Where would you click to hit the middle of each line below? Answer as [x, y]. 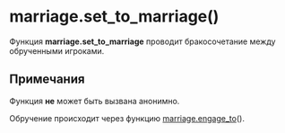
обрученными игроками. [57, 50]
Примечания [47, 80]
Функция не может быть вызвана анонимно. [95, 101]
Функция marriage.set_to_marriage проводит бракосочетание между [142, 41]
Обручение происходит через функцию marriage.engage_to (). [127, 118]
